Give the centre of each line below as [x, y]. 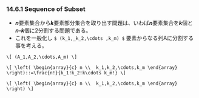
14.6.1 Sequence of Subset [46, 9]
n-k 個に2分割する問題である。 [53, 31]
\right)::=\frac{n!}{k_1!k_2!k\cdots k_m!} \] [66, 73]
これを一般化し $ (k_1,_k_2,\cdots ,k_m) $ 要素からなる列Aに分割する [104, 38]
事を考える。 [31, 46]
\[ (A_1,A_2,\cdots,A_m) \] [42, 57]
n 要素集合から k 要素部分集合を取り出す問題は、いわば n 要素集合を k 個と [104, 23]
